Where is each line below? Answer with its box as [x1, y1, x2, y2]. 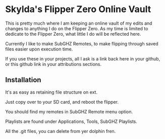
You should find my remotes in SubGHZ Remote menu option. [5, 108, 133, 114]
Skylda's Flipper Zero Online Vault [5, 4, 151, 15]
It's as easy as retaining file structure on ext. [5, 89, 97, 95]
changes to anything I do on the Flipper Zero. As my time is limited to [5, 25, 148, 31]
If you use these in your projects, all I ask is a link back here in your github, [5, 55, 160, 61]
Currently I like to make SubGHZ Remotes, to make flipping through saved [5, 40, 159, 46]
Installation [5, 76, 41, 84]
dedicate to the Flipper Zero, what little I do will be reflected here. [5, 31, 141, 37]
